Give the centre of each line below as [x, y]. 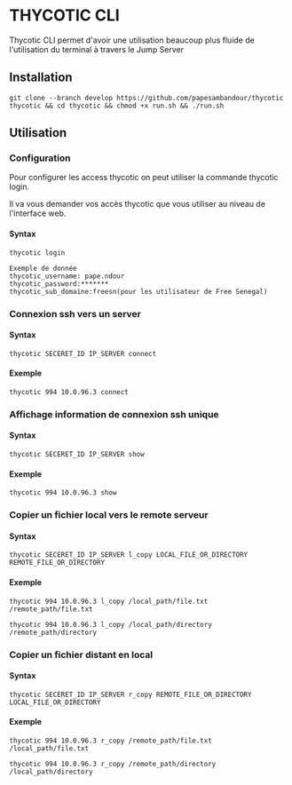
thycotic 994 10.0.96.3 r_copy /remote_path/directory [113, 764]
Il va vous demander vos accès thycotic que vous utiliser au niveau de [138, 204]
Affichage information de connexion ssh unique [114, 414]
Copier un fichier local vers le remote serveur [109, 515]
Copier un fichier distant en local [81, 654]
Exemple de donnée [43, 268]
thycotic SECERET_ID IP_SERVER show [77, 455]
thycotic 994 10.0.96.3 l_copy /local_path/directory [111, 624]
